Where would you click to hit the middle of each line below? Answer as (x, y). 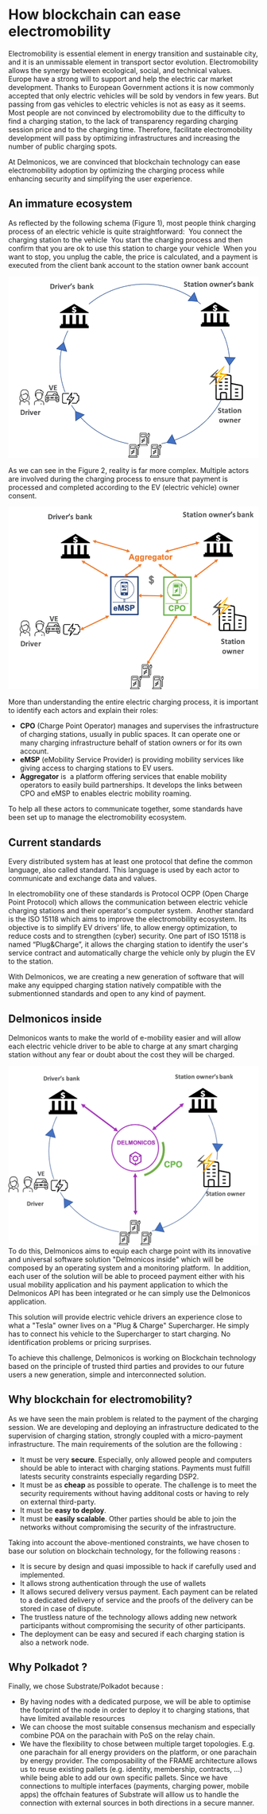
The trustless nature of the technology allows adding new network (128, 1617)
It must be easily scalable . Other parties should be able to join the (128, 1518)
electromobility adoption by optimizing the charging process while (116, 170)
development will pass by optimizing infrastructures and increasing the (124, 138)
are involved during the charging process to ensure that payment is (118, 479)
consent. (23, 495)
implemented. (42, 1575)
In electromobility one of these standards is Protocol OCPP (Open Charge (128, 894)
